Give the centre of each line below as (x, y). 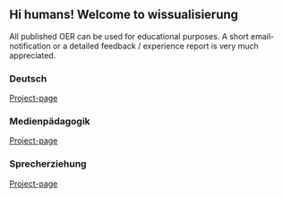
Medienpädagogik (50, 122)
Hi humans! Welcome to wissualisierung (124, 15)
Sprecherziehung (48, 164)
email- (262, 36)
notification (30, 46)
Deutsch (28, 78)
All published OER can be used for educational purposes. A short (129, 36)
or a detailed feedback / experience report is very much (156, 46)
